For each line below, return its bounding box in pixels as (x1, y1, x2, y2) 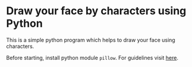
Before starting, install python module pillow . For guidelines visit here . (6, 54, 178, 61)
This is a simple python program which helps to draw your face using (6, 36, 175, 43)
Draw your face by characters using (6, 4, 187, 18)
